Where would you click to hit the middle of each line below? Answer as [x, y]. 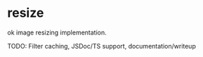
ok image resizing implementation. [57, 32]
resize [26, 13]
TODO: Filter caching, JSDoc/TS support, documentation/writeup [102, 46]
